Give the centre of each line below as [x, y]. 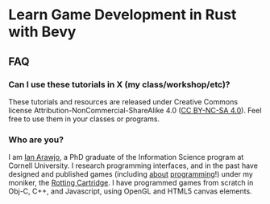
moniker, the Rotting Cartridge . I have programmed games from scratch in [131, 183]
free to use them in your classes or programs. [84, 119]
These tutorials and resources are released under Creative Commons [123, 101]
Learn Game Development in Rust [123, 15]
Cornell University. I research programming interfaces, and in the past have [133, 165]
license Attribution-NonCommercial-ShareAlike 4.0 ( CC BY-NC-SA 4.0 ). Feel [135, 110]
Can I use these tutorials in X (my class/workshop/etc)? [120, 84]
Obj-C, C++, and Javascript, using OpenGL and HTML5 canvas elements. [130, 191]
